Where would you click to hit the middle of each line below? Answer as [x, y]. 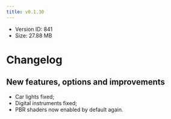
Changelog [34, 59]
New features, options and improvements [86, 82]
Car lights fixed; [35, 97]
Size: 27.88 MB [33, 35]
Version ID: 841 [34, 29]
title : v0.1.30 [25, 12]
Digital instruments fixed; [46, 103]
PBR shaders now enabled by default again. [69, 109]
